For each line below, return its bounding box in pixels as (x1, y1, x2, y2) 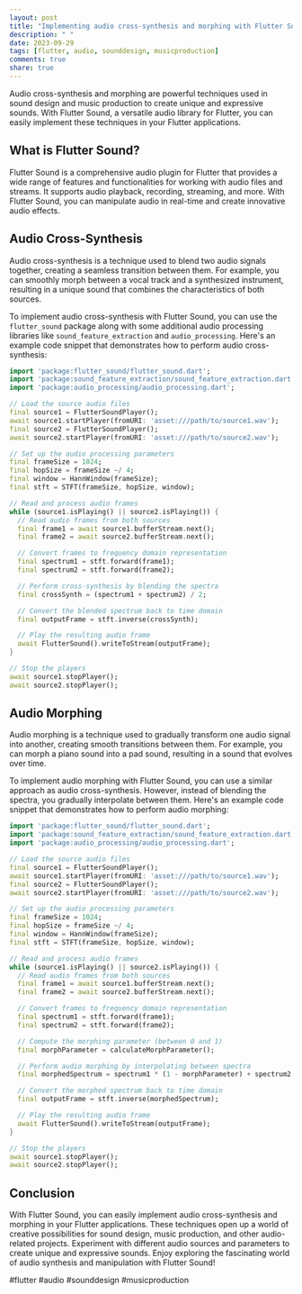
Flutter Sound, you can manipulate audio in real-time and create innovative (9, 195, 286, 206)
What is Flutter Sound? (9, 143, 140, 158)
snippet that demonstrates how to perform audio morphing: (9, 804, 229, 815)
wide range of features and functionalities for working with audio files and (9, 176, 283, 187)
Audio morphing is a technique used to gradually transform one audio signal (9, 729, 290, 740)
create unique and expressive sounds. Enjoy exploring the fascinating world (9, 1248, 290, 1259)
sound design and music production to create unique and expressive (9, 97, 263, 108)
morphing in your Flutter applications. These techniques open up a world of (9, 1219, 289, 1230)
